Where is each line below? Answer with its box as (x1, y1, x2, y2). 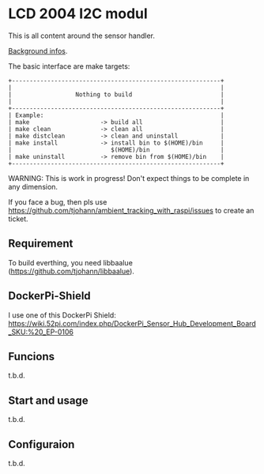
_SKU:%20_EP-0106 (8, 327, 74, 337)
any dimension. (8, 182, 58, 191)
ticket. (8, 214, 29, 224)
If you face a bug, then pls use (8, 197, 107, 206)
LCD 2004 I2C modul (8, 5, 148, 23)
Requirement (8, 237, 74, 250)
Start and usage (8, 393, 89, 407)
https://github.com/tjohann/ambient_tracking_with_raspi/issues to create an (8, 205, 255, 215)
